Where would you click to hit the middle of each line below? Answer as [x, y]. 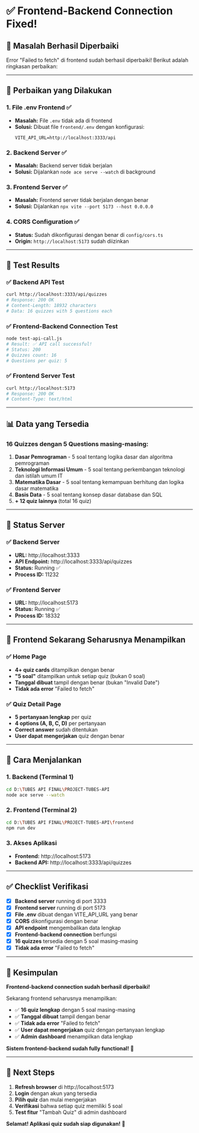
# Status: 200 [24, 349]
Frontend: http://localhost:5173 [53, 856]
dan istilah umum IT [39, 476]
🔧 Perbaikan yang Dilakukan [59, 91]
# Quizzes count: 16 [32, 355]
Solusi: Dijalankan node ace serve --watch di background [85, 172]
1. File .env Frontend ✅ [39, 107]
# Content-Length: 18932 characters [51, 306]
